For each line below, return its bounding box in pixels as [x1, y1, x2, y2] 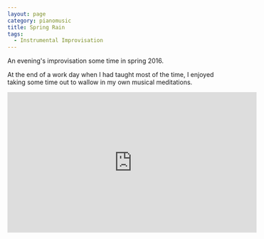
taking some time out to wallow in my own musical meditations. [7, 78, 193, 86]
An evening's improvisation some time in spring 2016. [7, 56, 164, 65]
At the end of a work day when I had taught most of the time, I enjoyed [7, 71, 214, 79]
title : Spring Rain [7, 24, 65, 31]
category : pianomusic [7, 17, 72, 24]
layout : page [7, 10, 46, 18]
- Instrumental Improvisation [14, 37, 103, 44]
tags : [7, 30, 23, 38]
